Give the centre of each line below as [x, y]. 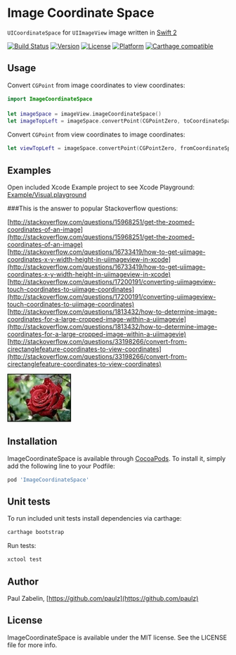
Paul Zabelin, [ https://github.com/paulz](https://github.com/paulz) [103, 598]
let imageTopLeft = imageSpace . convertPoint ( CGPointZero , [94, 121]
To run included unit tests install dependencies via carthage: [94, 519]
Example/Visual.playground [47, 194]
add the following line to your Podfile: [61, 466]
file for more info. [32, 644]
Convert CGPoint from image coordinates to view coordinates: [96, 85]
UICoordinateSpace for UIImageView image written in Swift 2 [92, 32]
